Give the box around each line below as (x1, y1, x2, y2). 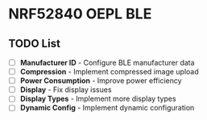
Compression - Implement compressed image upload (19, 67, 199, 77)
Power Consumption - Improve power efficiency (19, 76, 183, 86)
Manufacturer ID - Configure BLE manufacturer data (19, 58, 195, 67)
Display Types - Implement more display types (19, 94, 176, 104)
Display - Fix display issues (19, 85, 112, 94)
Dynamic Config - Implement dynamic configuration (19, 103, 195, 113)
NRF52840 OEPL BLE (8, 5, 152, 23)
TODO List (8, 37, 60, 50)
